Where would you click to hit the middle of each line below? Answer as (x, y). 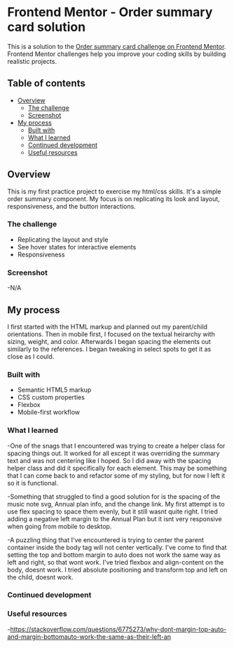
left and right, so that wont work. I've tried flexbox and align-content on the (116, 562)
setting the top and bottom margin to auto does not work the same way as (114, 555)
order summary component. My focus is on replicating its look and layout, (114, 199)
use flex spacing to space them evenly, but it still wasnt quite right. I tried (113, 511)
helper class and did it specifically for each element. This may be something (117, 468)
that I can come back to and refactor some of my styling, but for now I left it (116, 475)
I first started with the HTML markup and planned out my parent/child (108, 326)
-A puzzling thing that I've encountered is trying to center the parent (106, 539)
